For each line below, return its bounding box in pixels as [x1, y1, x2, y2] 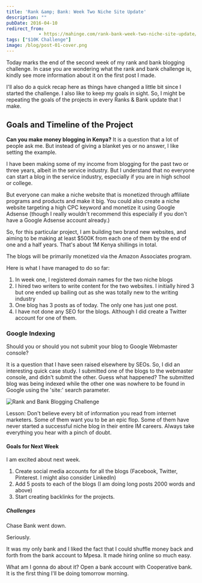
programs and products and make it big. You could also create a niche [6, 197, 180, 204]
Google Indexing [6, 329, 55, 337]
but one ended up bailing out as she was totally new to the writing [14, 288, 179, 296]
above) [14, 487, 33, 494]
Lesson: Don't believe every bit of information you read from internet [6, 409, 176, 417]
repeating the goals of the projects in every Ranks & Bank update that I [6, 96, 182, 103]
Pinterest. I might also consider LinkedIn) [14, 474, 117, 481]
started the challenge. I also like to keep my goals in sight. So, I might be [6, 90, 185, 97]
